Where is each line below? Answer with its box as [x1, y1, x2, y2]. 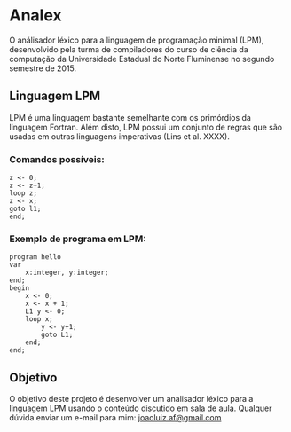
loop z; [9, 189, 38, 198]
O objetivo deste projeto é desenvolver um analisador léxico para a [9, 394, 254, 405]
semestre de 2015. [9, 63, 77, 74]
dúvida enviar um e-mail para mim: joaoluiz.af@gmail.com [9, 412, 222, 423]
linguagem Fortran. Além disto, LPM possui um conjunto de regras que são [9, 122, 283, 132]
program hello [9, 253, 62, 262]
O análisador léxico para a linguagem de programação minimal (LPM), [9, 35, 264, 45]
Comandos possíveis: [9, 153, 105, 165]
